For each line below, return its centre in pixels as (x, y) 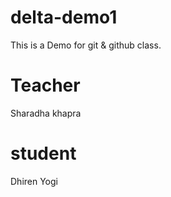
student (43, 153)
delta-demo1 (64, 17)
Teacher (45, 85)
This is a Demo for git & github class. (86, 45)
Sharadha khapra (46, 113)
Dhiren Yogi (34, 181)
